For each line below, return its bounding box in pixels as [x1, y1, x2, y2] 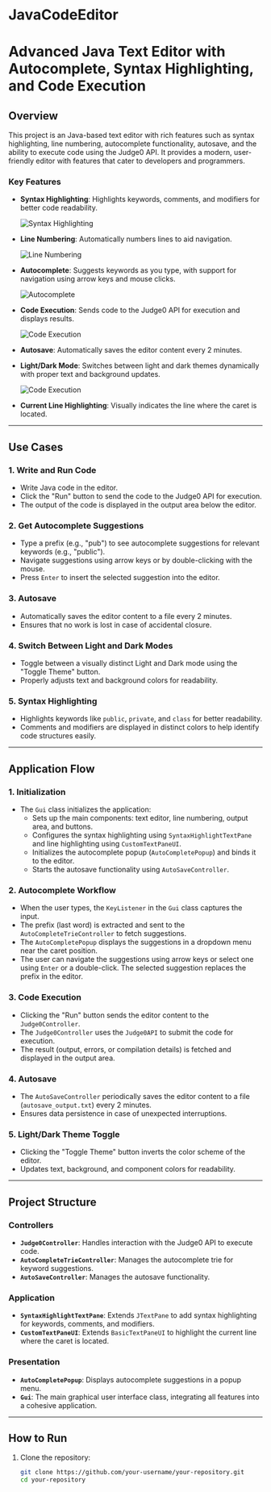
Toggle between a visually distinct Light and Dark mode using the [19, 658, 238, 668]
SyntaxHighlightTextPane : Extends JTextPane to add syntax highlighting [19, 1310, 257, 1320]
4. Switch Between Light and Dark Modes [8, 640, 173, 651]
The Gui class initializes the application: [19, 805, 152, 814]
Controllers [8, 1219, 54, 1231]
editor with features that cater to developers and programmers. [35, 156, 246, 166]
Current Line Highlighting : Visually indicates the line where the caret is [19, 401, 257, 411]
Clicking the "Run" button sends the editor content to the [19, 1010, 210, 1020]
